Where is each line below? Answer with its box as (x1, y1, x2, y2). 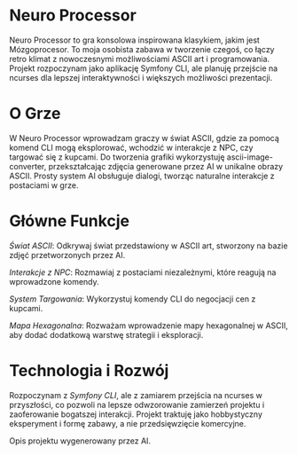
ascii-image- (226, 152, 273, 162)
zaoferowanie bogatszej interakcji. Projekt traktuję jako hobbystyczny (9, 409, 263, 420)
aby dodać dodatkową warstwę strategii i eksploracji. (9, 329, 204, 340)
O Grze (9, 104, 61, 124)
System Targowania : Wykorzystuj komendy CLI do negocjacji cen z (9, 294, 256, 304)
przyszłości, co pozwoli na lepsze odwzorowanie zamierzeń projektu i (9, 399, 265, 410)
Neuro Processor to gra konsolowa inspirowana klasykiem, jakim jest (9, 35, 260, 45)
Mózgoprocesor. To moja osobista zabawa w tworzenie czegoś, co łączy (9, 43, 275, 54)
